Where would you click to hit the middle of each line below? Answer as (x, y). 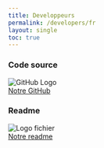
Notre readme (30, 136)
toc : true (24, 37)
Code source (33, 65)
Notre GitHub (29, 91)
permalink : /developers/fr (52, 23)
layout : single (33, 30)
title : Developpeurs (42, 15)
